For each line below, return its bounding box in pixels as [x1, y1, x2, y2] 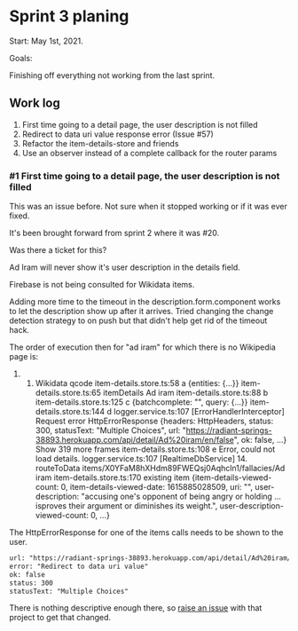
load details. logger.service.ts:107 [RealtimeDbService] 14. [35, 454, 248, 464]
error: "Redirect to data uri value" [9, 562, 149, 571]
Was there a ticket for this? [9, 245, 107, 256]
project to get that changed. [9, 612, 112, 623]
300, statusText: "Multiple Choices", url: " [35, 425, 186, 436]
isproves [35, 501, 67, 511]
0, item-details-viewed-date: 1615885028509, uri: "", [60, 482, 254, 493]
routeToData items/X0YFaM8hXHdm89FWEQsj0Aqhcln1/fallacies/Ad [35, 463, 286, 474]
